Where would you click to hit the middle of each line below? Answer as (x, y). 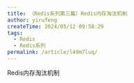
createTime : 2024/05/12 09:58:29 (56, 26)
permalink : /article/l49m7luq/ (52, 53)
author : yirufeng (32, 20)
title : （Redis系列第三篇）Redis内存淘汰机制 (67, 13)
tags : (15, 33)
